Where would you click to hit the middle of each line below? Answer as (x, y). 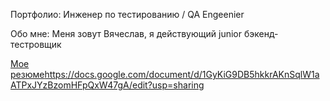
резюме (27, 74)
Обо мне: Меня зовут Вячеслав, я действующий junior (126, 33)
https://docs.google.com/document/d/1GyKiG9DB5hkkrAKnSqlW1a (182, 74)
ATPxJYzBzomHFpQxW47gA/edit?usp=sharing (107, 85)
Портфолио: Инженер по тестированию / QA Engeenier (127, 14)
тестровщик (36, 44)
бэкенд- (261, 33)
